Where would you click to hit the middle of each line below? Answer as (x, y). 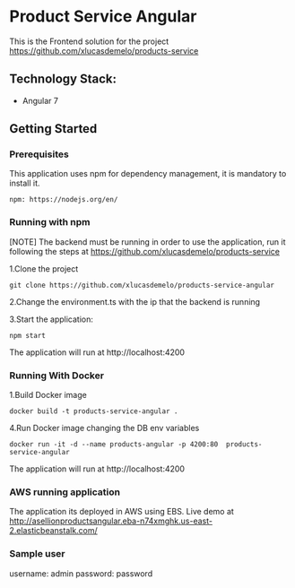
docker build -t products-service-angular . (94, 411)
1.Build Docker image (48, 395)
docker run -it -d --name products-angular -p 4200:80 (114, 445)
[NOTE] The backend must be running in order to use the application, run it (147, 242)
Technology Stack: (63, 79)
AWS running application (65, 492)
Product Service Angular (103, 17)
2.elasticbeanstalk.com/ (54, 531)
